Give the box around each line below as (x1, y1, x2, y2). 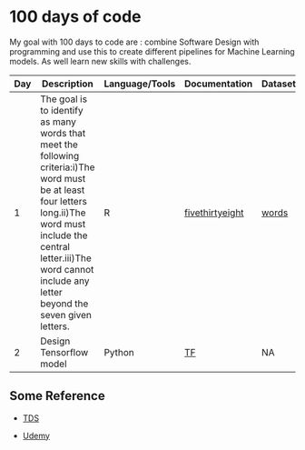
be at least (40, 184, 85, 196)
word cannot (40, 263, 94, 275)
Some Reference (9, 388, 106, 404)
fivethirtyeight (184, 206, 244, 219)
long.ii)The (40, 206, 86, 219)
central (40, 240, 71, 253)
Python (103, 345, 134, 358)
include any (40, 275, 90, 287)
